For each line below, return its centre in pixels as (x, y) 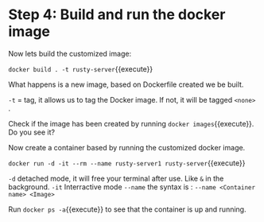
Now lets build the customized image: (70, 53)
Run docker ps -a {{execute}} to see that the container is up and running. (127, 209)
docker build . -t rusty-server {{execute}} (81, 68)
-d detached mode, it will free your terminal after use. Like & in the (116, 178)
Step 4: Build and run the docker (117, 15)
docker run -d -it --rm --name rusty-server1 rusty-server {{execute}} (127, 163)
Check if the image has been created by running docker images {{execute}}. (131, 123)
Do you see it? (32, 132)
